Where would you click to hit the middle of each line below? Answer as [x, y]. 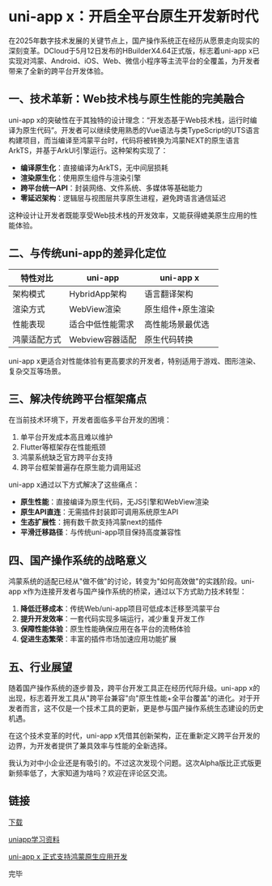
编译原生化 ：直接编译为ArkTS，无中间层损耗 [94, 168]
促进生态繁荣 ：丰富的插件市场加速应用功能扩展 [98, 639]
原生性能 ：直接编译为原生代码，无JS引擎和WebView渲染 [115, 502]
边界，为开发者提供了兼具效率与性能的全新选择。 [90, 745]
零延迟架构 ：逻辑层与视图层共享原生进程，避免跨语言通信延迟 [123, 198]
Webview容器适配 [103, 339]
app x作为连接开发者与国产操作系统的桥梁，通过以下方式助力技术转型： [127, 591]
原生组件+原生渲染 [180, 309]
